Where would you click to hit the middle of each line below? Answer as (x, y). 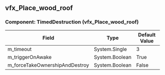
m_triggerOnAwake (30, 57)
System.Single (110, 49)
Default (147, 35)
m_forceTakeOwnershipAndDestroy (48, 65)
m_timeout (20, 49)
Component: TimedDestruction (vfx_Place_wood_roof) (72, 22)
